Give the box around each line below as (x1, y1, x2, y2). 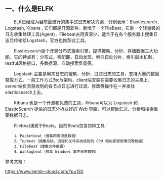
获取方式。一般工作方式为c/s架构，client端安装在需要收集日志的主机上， (5, 77, 153, 83)
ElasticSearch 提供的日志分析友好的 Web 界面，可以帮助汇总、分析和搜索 (5, 106, 154, 112)
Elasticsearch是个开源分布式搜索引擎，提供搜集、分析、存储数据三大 (14, 47, 154, 53)
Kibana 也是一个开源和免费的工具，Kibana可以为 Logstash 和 (14, 99, 138, 105)
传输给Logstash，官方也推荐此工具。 (13, 37, 89, 43)
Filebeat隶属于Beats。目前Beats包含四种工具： (14, 123, 110, 129)
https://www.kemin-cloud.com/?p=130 (5, 168, 84, 174)
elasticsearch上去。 (5, 89, 45, 95)
